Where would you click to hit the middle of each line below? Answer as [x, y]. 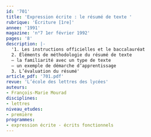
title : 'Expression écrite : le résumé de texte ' [69, 17]
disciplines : [22, 98]
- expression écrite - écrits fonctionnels [60, 125]
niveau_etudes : [25, 109]
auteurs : [17, 87]
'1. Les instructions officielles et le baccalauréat [78, 50]
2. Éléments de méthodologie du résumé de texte [72, 55]
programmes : [20, 120]
